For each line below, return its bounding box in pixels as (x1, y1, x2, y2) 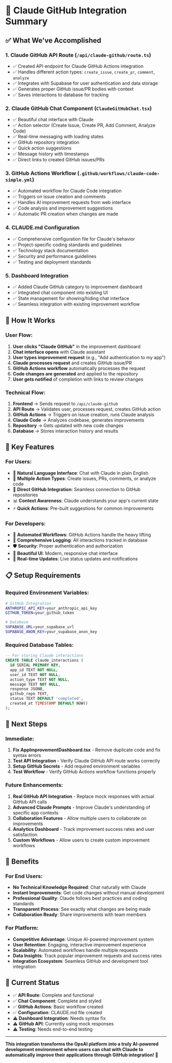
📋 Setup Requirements (5, 571, 81, 580)
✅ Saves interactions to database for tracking (12, 91, 109, 98)
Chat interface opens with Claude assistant (12, 349, 105, 355)
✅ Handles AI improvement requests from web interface (12, 199, 132, 206)
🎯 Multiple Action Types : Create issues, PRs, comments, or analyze (12, 475, 156, 481)
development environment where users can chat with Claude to (5, 1046, 143, 1052)
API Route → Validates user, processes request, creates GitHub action (12, 406, 161, 413)
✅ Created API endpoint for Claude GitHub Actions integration (12, 63, 144, 69)
